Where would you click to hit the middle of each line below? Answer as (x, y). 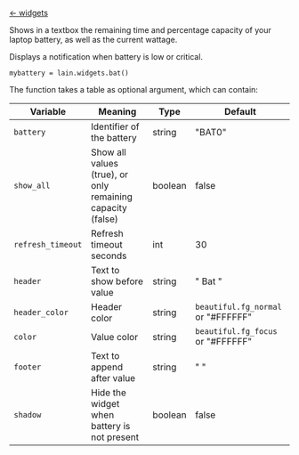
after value (113, 378)
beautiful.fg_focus (236, 332)
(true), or (109, 175)
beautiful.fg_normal (238, 307)
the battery (113, 138)
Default (240, 112)
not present (115, 437)
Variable (48, 112)
